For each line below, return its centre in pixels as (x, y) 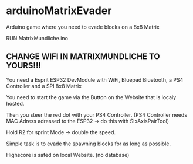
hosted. (15, 103)
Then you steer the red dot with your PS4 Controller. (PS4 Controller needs (97, 114)
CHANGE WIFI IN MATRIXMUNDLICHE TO (83, 57)
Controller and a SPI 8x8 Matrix (44, 86)
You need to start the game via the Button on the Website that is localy (91, 97)
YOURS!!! (23, 66)
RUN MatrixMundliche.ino (37, 38)
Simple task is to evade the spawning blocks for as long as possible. (89, 144)
